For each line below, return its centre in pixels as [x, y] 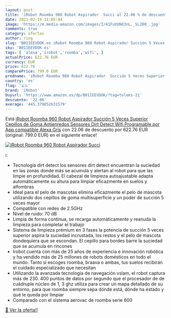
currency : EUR [20, 62]
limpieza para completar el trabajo [48, 225]
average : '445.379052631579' [36, 105]
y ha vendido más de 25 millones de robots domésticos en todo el [82, 257]
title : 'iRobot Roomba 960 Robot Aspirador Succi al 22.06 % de [76, 15]
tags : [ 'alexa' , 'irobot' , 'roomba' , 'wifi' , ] [54, 52]
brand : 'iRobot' [22, 90]
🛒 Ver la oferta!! [22, 310]
